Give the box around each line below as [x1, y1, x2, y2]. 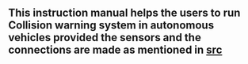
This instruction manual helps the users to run [8, 6, 241, 20]
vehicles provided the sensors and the [8, 31, 202, 44]
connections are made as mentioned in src [8, 43, 223, 57]
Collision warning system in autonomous [8, 19, 215, 32]
